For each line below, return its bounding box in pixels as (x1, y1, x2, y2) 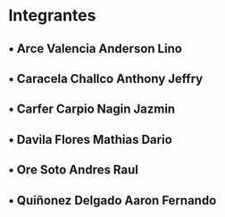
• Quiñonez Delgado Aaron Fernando (8, 193, 217, 208)
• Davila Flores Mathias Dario (8, 131, 173, 147)
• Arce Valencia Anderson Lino (8, 41, 182, 56)
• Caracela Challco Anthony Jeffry (8, 71, 204, 86)
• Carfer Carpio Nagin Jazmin (8, 102, 176, 117)
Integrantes (8, 5, 96, 26)
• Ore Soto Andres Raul (8, 163, 139, 178)
